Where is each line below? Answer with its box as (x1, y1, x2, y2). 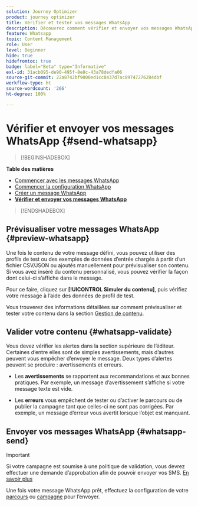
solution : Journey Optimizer (6, 8, 78, 15)
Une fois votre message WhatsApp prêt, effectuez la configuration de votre (6, 487, 189, 494)
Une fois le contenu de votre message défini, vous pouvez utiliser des (6, 249, 176, 256)
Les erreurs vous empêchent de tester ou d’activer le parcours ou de (14, 397, 183, 404)
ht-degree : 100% (6, 91, 46, 97)
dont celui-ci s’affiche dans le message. (6, 274, 103, 281)
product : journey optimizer (6, 14, 75, 20)
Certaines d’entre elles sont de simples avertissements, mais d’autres (6, 349, 174, 356)
